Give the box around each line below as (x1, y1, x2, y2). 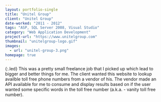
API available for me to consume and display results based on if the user (5, 82, 151, 87)
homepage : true (5, 52, 36, 58)
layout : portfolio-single (5, 7, 58, 12)
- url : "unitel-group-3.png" (9, 48, 69, 53)
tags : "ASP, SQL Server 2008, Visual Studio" (5, 25, 99, 30)
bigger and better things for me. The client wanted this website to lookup (5, 71, 152, 77)
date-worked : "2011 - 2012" (5, 20, 63, 26)
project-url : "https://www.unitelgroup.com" (5, 35, 97, 40)
